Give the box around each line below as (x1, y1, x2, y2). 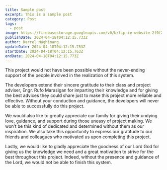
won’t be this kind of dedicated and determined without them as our (5, 123, 144, 129)
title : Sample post (5, 7, 46, 12)
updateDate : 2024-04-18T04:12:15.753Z (5, 44, 85, 49)
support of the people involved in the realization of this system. (5, 73, 135, 79)
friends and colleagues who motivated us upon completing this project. (5, 134, 151, 140)
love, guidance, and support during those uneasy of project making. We (5, 118, 153, 124)
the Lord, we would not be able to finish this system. (5, 160, 112, 166)
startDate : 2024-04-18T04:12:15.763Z (5, 49, 83, 54)
